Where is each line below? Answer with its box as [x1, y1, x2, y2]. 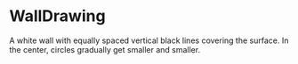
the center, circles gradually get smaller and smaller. [9, 44, 201, 54]
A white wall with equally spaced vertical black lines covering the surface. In [9, 35, 289, 46]
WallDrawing [9, 6, 106, 26]
